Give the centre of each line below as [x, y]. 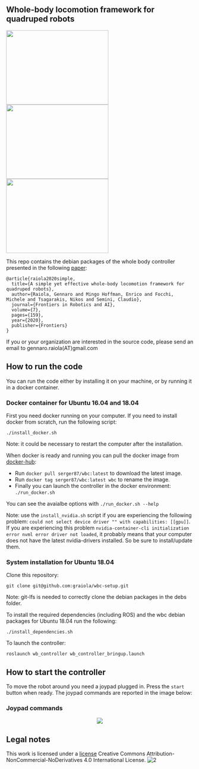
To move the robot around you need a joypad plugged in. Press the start [95, 686]
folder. [14, 603]
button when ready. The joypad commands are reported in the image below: [99, 693]
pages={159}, [28, 315]
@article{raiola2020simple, [41, 279]
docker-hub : [21, 461]
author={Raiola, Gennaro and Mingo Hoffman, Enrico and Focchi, [93, 294]
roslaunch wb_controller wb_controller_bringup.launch [75, 654]
